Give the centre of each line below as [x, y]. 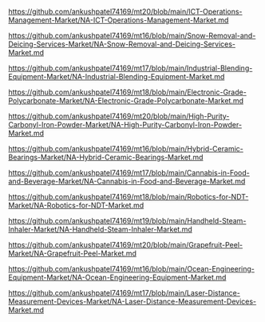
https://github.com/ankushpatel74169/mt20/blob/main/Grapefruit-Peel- [126, 245]
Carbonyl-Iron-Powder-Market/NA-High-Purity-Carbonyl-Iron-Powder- [125, 125]
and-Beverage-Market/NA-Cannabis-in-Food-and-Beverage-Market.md [127, 181]
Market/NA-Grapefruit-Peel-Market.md [73, 253]
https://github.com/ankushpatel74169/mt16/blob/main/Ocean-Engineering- [132, 269]
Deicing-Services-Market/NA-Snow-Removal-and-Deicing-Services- [122, 44]
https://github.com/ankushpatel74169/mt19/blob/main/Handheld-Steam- [127, 221]
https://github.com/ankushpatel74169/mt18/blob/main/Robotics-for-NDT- [129, 197]
